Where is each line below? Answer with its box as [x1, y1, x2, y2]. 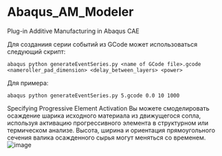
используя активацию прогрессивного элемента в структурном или [7, 118, 209, 127]
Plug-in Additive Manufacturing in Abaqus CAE [7, 27, 140, 35]
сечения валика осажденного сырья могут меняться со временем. [7, 133, 206, 142]
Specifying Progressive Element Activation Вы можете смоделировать [7, 104, 210, 112]
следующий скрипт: [7, 47, 66, 56]
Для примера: [7, 78, 49, 87]
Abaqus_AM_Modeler [7, 4, 134, 20]
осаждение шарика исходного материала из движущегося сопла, [7, 111, 201, 120]
